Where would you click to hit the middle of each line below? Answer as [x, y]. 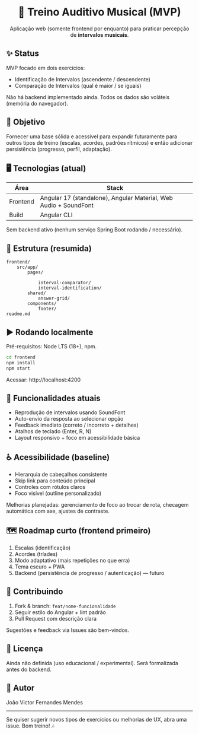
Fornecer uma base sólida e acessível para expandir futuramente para [92, 136]
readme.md [18, 314]
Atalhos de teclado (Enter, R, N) [53, 431]
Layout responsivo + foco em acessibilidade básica [77, 438]
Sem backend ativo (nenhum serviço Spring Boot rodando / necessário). [94, 230]
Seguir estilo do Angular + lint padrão [60, 612]
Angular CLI [56, 215]
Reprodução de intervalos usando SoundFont [70, 412]
